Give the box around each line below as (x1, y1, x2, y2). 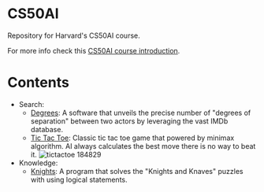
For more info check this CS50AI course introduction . (7, 46, 180, 55)
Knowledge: (18, 158, 58, 168)
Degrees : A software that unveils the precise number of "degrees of (30, 108, 251, 117)
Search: (18, 99, 45, 109)
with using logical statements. (30, 175, 128, 184)
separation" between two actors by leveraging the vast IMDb (30, 116, 229, 126)
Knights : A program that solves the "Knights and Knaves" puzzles (30, 166, 244, 175)
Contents (7, 74, 70, 91)
